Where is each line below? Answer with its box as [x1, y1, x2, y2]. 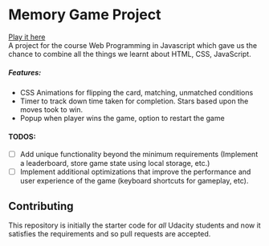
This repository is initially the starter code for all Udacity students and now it [8, 220, 261, 230]
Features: [8, 67, 42, 77]
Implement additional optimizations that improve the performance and [19, 167, 251, 177]
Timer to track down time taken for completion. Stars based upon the [19, 96, 249, 106]
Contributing [8, 199, 74, 213]
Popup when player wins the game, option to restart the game [19, 113, 225, 123]
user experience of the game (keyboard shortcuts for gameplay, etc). [19, 176, 249, 186]
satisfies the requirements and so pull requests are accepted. [8, 229, 211, 239]
